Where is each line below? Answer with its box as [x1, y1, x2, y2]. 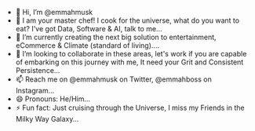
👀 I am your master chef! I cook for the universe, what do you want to [15, 16, 240, 25]
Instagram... [15, 86, 55, 95]
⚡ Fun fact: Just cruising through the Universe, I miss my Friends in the [15, 103, 245, 112]
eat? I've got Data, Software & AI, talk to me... [15, 24, 162, 33]
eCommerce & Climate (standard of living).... [15, 41, 159, 50]
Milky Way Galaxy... [15, 115, 79, 123]
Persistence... [15, 66, 60, 75]
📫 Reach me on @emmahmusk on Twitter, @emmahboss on [15, 75, 212, 84]
